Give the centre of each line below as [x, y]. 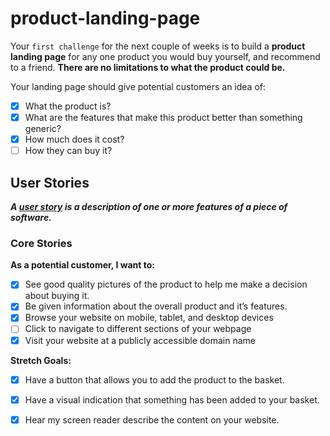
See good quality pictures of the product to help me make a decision [166, 284]
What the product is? [68, 106]
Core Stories [41, 243]
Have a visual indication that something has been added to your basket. [172, 399]
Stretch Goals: [41, 360]
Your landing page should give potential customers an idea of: [138, 86]
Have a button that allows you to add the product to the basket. [154, 379]
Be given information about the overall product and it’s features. [156, 306]
